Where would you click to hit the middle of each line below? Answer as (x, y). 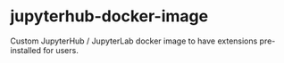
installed (26, 50)
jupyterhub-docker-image (109, 16)
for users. (61, 50)
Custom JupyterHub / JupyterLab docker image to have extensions (134, 41)
